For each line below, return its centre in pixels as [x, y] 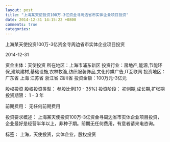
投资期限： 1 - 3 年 [25, 95]
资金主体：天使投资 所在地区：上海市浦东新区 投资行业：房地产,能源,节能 [82, 65]
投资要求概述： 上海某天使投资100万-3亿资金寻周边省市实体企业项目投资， [84, 117]
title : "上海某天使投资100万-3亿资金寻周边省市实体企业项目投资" [67, 15]
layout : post [19, 10]
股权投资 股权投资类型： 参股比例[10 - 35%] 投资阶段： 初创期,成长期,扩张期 [85, 89]
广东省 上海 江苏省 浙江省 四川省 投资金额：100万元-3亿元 [66, 78]
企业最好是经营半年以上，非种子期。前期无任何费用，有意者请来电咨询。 [81, 124]
